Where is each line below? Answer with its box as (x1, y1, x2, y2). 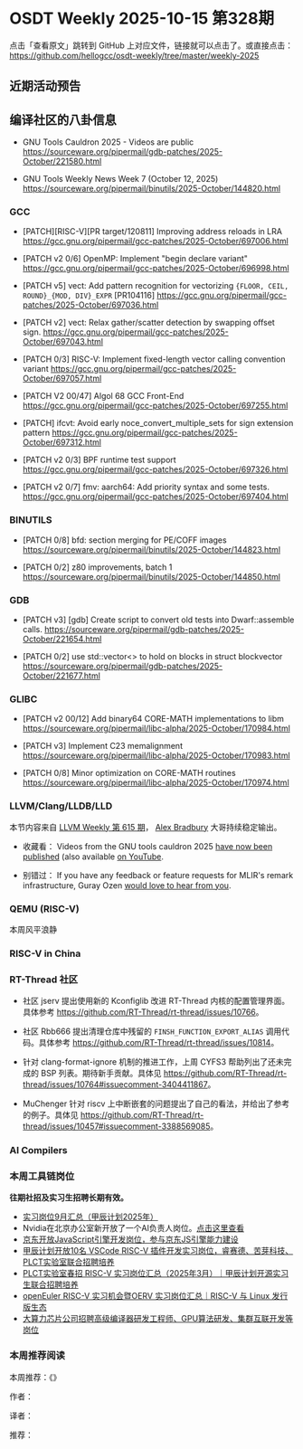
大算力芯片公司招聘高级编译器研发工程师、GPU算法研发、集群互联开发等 (22, 1313, 294, 1324)
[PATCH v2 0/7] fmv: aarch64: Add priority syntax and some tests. (22, 481, 270, 493)
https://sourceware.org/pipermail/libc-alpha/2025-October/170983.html (22, 750, 291, 761)
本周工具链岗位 (9, 1170, 75, 1182)
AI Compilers (9, 1144, 68, 1157)
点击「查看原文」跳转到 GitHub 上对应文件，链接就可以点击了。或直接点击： (9, 40, 294, 51)
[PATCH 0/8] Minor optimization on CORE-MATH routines (22, 768, 237, 779)
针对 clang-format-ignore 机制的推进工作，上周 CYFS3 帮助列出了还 (22, 1056, 277, 1067)
